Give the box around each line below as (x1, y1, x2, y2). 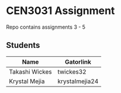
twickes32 (57, 67, 87, 75)
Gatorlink (64, 57, 92, 66)
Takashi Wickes (9, 67, 52, 75)
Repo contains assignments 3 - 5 (6, 23, 86, 30)
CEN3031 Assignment (6, 4, 115, 18)
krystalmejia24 (57, 77, 99, 85)
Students (6, 40, 40, 50)
